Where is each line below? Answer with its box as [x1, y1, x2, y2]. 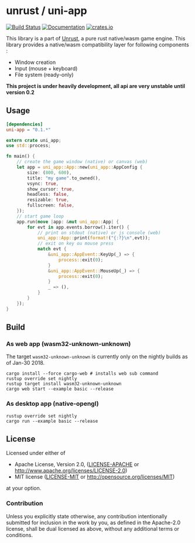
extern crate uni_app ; [6, 137, 61, 143]
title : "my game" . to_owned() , [27, 175, 101, 181]
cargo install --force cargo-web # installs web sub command [6, 371, 159, 376]
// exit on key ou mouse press [37, 240, 114, 247]
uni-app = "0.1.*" [6, 127, 51, 133]
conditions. [6, 531, 33, 538]
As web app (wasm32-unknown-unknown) [6, 340, 131, 348]
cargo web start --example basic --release [6, 386, 114, 392]
